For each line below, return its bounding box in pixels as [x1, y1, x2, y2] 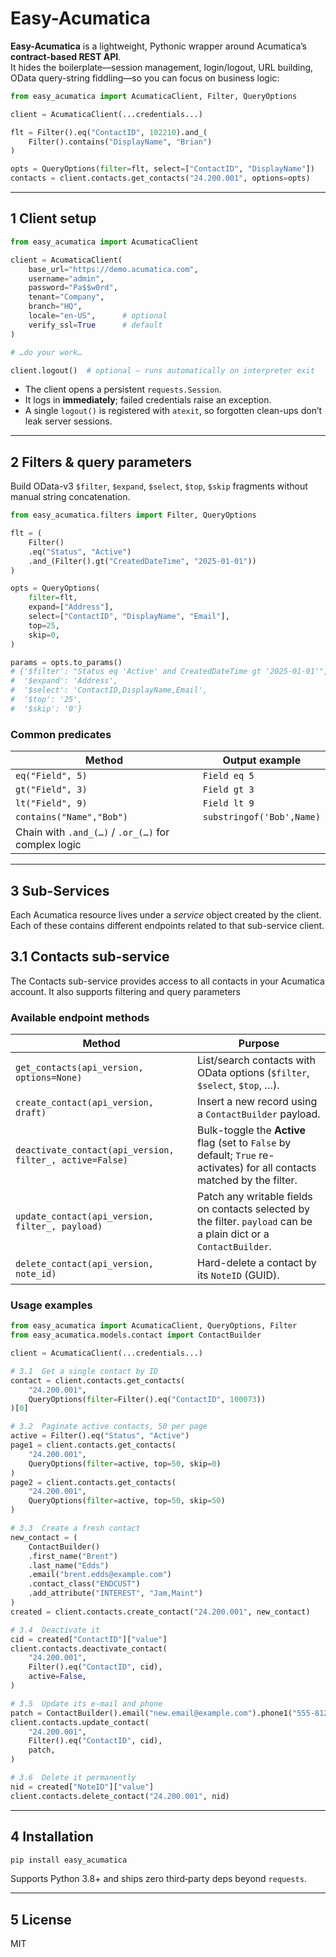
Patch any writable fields [197, 1190, 313, 1204]
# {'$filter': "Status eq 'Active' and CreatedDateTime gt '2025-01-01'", [10, 667, 329, 677]
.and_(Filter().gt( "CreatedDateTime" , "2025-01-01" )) [28, 556, 257, 566]
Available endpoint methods [10, 1010, 150, 1024]
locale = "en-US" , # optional [28, 311, 168, 321]
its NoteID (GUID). [197, 1268, 280, 1282]
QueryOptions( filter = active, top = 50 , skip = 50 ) [28, 1496, 226, 1506]
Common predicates [10, 727, 112, 741]
